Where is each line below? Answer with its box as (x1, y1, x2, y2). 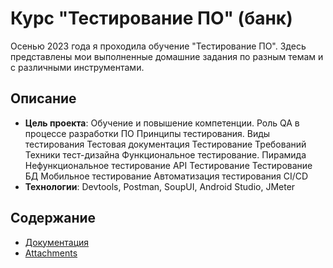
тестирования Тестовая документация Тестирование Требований (24, 138, 307, 150)
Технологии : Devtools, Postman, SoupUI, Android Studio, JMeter (24, 180, 296, 192)
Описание (10, 90, 77, 107)
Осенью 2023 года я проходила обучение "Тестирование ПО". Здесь (10, 40, 307, 52)
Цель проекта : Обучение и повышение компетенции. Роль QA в (24, 117, 300, 129)
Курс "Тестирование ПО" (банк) (10, 7, 293, 30)
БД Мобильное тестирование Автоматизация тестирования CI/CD (24, 170, 309, 182)
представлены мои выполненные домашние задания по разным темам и (10, 50, 324, 62)
